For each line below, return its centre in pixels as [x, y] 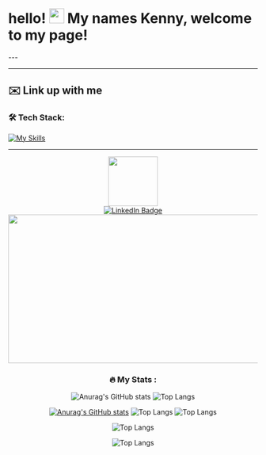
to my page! [48, 35]
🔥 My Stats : [133, 379]
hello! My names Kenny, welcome [130, 19]
